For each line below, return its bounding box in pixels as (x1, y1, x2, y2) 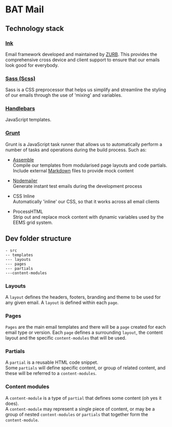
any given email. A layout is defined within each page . (5, 299, 119, 306)
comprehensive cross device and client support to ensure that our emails (5, 57, 160, 63)
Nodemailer (12, 177, 37, 184)
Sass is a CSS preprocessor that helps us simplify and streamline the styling (5, 86, 166, 93)
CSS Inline (12, 193, 35, 199)
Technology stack (5, 24, 64, 33)
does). (5, 400, 19, 406)
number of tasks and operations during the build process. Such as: (5, 147, 147, 153)
